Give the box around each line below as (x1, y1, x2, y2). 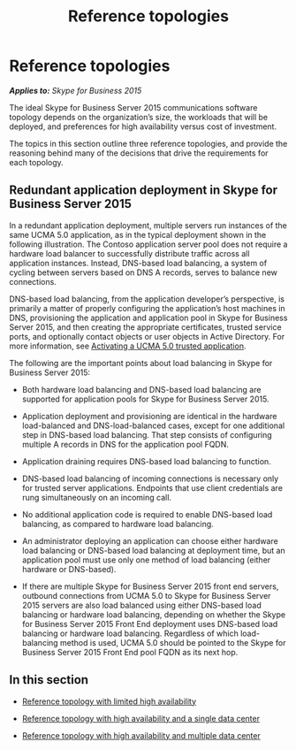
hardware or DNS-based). (21, 563, 117, 574)
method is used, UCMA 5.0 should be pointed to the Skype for (60, 637, 286, 647)
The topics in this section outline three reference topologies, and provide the (9, 138, 288, 149)
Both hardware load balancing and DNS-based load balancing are (21, 384, 262, 394)
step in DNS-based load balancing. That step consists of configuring (21, 429, 272, 440)
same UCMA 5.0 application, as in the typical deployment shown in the (9, 229, 267, 240)
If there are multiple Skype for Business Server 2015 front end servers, (21, 581, 279, 592)
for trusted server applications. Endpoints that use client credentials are (21, 482, 283, 493)
